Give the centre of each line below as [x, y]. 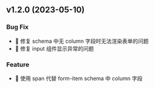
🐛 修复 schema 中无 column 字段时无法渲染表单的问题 [82, 41]
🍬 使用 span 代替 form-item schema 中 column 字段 [79, 78]
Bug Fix [17, 27]
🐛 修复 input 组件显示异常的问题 [54, 48]
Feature [18, 64]
